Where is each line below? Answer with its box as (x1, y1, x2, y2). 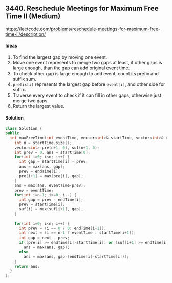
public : (5, 131, 22, 136)
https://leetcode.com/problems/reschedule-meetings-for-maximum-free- (5, 26, 161, 32)
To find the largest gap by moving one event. (12, 54, 107, 60)
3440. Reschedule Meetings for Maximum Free (5, 4, 159, 13)
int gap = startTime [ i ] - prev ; (18, 159, 88, 164)
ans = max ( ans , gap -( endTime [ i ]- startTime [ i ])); (24, 254, 130, 260)
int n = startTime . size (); (14, 140, 72, 145)
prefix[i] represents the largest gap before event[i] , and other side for (12, 81, 165, 87)
